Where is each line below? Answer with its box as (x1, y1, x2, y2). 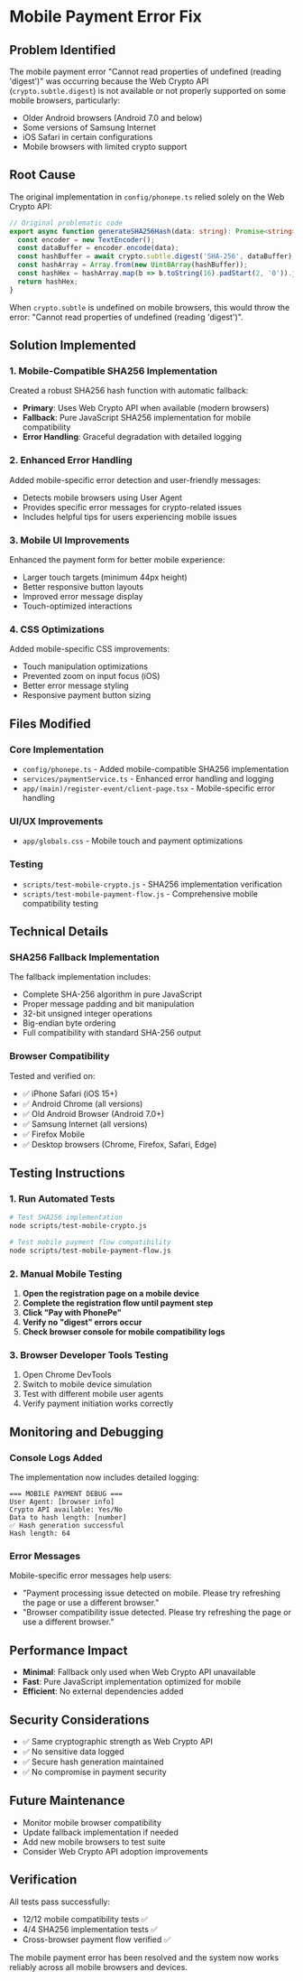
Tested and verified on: (9, 1070, 96, 1081)
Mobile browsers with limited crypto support (22, 142, 188, 152)
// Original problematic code (9, 219, 124, 228)
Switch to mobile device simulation (22, 1379, 152, 1390)
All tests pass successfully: (9, 1896, 111, 1907)
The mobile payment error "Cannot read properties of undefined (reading (9, 66, 282, 77)
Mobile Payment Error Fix (9, 6, 203, 27)
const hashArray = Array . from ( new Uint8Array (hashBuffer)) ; (17, 260, 248, 270)
